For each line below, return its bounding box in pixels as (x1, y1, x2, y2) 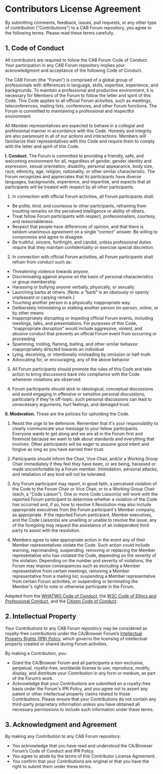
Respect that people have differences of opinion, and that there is (12, 224, 144, 229)
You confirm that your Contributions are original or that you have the (12, 758, 149, 764)
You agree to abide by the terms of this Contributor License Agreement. (12, 753, 156, 759)
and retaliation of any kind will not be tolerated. (12, 471, 107, 477)
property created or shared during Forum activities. (5, 641, 108, 647)
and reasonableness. (12, 218, 54, 224)
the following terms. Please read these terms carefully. (5, 30, 115, 36)
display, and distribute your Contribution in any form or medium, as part (12, 670, 156, 676)
